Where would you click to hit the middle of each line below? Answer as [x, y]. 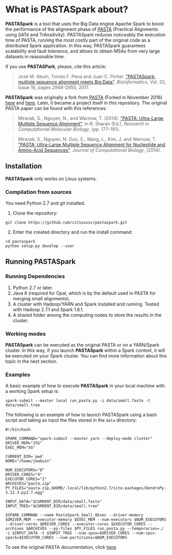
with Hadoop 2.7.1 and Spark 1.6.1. [48, 309]
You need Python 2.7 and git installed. [45, 203]
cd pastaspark [21, 242]
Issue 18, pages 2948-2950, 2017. [54, 87]
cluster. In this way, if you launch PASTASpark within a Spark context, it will [85, 350]
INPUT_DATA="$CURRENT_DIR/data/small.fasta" [54, 502]
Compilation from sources [39, 192]
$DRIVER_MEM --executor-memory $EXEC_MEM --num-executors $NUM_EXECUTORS [86, 520]
